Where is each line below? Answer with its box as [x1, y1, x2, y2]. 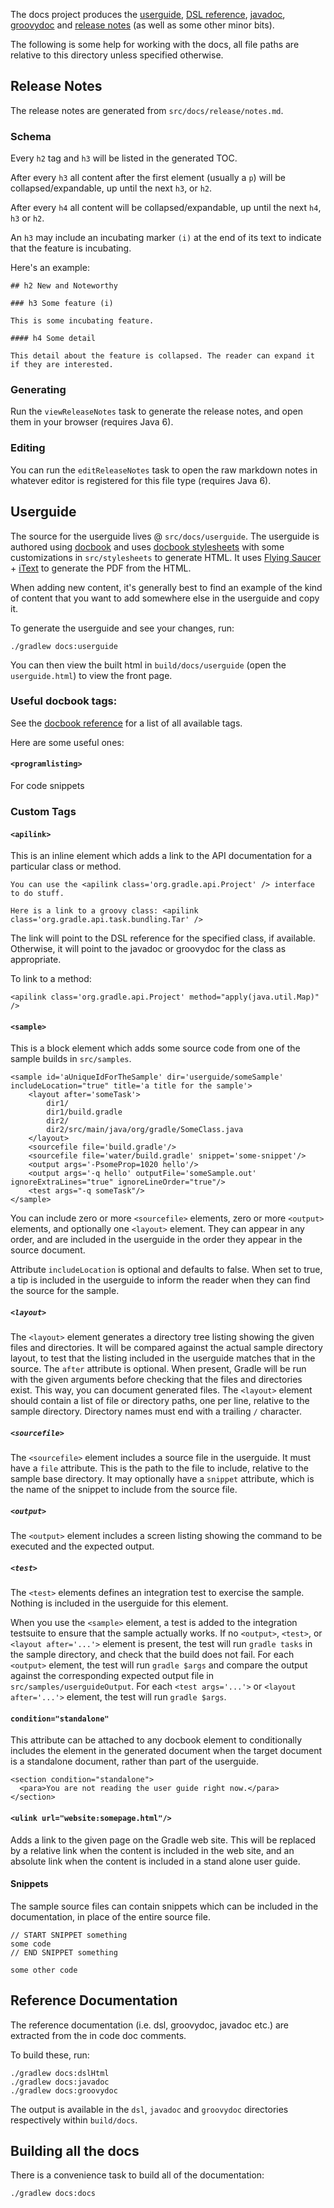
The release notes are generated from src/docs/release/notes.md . [10, 104, 284, 116]
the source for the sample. [10, 1285, 120, 1297]
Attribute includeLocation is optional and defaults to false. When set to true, [10, 1264, 323, 1276]
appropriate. [10, 954, 62, 966]
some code [10, 1939, 52, 1949]
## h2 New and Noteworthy [10, 281, 118, 291]
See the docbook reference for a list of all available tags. [10, 717, 243, 729]
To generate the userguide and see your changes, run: [10, 622, 235, 634]
